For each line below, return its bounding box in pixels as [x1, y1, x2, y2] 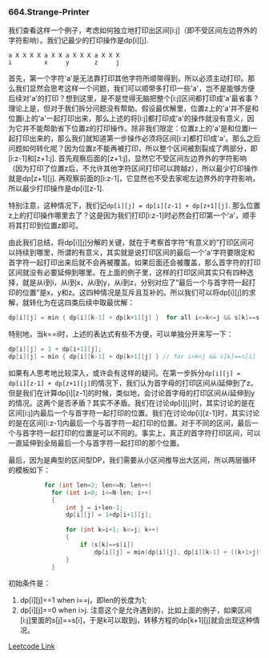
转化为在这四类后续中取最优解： [29, 298, 134, 307]
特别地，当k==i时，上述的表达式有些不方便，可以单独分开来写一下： [8, 329, 234, 339]
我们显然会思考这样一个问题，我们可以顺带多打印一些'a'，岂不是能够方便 [14, 83, 255, 94]
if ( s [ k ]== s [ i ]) [79, 540, 134, 548]
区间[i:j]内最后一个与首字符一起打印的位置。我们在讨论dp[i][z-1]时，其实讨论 [8, 407, 260, 418]
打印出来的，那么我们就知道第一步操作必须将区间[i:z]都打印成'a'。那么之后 [14, 134, 261, 143]
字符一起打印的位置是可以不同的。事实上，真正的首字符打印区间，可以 [29, 427, 261, 438]
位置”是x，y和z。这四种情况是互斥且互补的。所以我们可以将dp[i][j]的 [22, 287, 250, 298]
